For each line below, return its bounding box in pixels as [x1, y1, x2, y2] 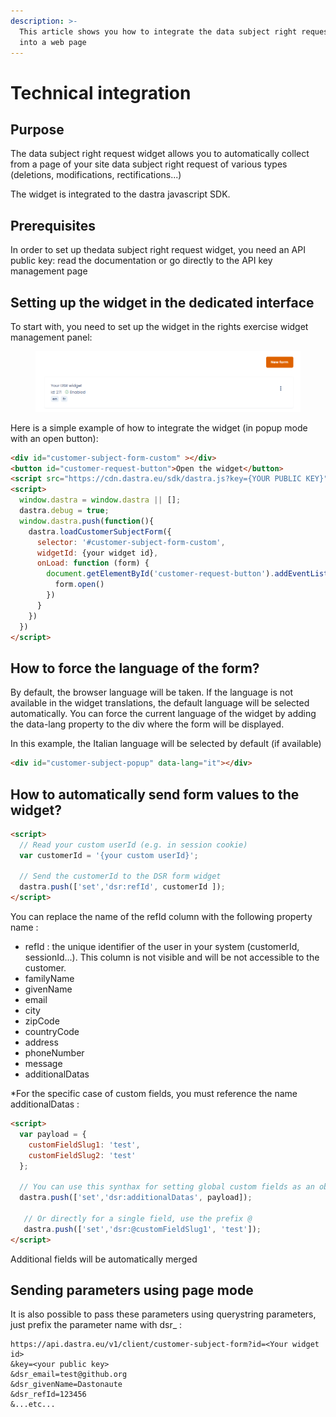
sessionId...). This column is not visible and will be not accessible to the [24, 951, 320, 964]
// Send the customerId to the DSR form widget [19, 871, 222, 882]
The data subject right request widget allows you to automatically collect [10, 148, 310, 160]
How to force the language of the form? [10, 660, 260, 677]
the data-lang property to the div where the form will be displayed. [10, 718, 285, 730]
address [24, 1036, 59, 1049]
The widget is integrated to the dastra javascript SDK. [10, 188, 231, 200]
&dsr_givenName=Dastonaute [10, 1380, 123, 1390]
